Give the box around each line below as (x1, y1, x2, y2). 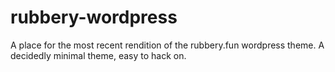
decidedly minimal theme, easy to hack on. (10, 49, 187, 61)
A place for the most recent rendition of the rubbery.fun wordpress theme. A (10, 39, 325, 51)
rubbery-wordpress (10, 6, 178, 29)
